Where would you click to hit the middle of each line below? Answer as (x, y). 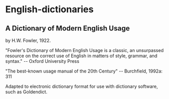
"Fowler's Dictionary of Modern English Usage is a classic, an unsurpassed (84, 50)
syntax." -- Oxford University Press (42, 61)
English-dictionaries (49, 9)
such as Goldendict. (26, 92)
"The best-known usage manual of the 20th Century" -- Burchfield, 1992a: (84, 71)
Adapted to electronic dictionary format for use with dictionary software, (82, 86)
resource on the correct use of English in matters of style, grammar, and (81, 56)
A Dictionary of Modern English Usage (68, 28)
